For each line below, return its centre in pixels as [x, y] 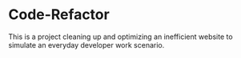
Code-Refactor [59, 15]
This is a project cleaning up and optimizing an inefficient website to [121, 37]
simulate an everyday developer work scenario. [86, 44]
